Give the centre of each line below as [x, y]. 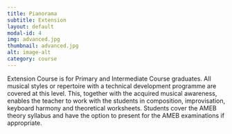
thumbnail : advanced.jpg [43, 46]
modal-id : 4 [24, 33]
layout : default [30, 26]
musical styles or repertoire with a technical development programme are [112, 86]
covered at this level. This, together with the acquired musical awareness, [112, 93]
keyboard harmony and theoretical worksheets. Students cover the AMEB [112, 108]
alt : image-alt [29, 53]
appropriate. [25, 123]
